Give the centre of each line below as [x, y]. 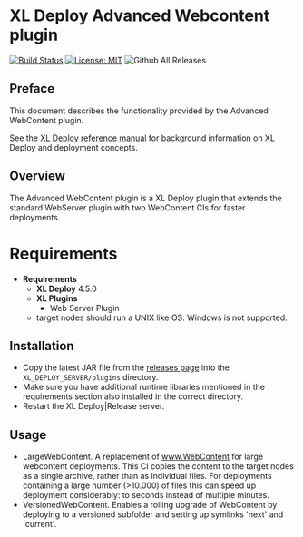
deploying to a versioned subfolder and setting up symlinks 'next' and [153, 514]
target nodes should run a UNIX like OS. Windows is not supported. [161, 317]
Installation [42, 346]
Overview [38, 176]
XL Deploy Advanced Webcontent [140, 16]
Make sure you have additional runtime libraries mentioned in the [144, 387]
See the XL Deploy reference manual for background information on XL [142, 138]
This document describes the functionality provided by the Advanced [139, 111]
